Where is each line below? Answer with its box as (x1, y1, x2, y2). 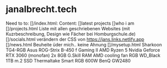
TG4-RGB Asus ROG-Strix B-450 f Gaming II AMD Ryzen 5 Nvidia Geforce (6, 47, 160, 53)
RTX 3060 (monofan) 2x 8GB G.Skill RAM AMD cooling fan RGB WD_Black (6, 52, 161, 58)
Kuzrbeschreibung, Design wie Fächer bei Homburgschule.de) (6, 31, 136, 37)
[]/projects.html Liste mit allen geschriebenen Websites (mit (6, 25, 131, 31)
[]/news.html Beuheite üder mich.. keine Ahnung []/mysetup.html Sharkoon (6, 41, 162, 47)
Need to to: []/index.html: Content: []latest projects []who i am (6, 20, 135, 26)
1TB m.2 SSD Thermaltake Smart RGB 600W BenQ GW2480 (6, 57, 131, 63)
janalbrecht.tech (6, 4, 77, 15)
